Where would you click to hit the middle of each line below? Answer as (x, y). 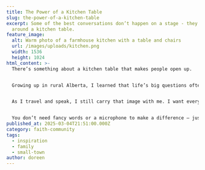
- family (23, 146)
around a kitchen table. (43, 29)
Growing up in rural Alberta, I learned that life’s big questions (99, 85)
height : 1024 (28, 57)
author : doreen (26, 158)
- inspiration (30, 141)
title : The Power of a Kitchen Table (54, 12)
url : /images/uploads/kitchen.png (56, 46)
